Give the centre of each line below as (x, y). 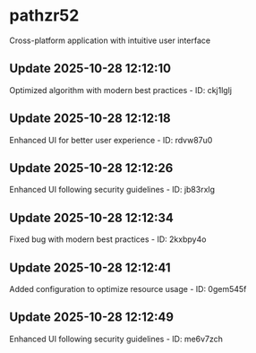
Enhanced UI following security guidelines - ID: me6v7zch (116, 339)
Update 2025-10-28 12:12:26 (91, 168)
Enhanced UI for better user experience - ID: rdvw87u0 (111, 140)
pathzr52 (44, 16)
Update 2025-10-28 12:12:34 (92, 217)
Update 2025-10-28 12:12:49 (92, 318)
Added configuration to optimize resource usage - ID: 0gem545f (128, 289)
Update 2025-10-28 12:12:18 (90, 119)
